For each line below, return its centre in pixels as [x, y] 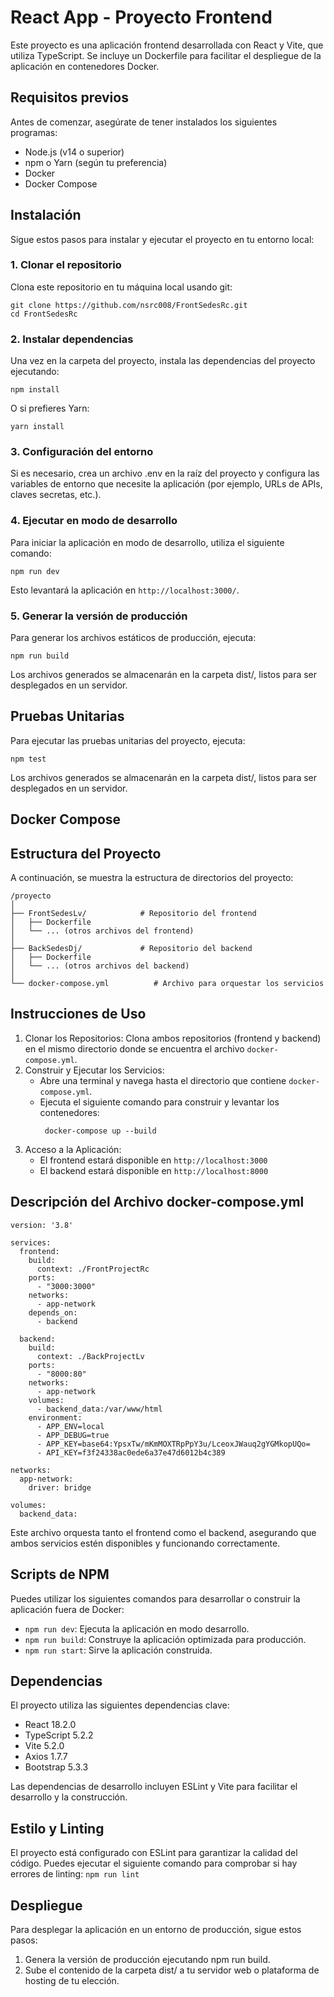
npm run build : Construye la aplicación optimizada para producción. [165, 1639]
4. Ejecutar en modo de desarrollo [94, 521]
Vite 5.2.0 [44, 1746]
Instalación [46, 215]
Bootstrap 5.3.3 [56, 1767]
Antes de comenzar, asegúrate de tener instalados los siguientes [144, 122]
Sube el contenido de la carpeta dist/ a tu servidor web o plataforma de [172, 1970]
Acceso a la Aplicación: [73, 1149]
